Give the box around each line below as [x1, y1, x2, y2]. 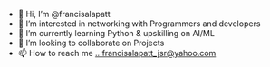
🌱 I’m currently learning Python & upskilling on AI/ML [17, 28, 216, 38]
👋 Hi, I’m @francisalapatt [17, 9, 111, 19]
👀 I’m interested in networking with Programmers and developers [17, 18, 261, 29]
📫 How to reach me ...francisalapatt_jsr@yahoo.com [17, 48, 217, 58]
